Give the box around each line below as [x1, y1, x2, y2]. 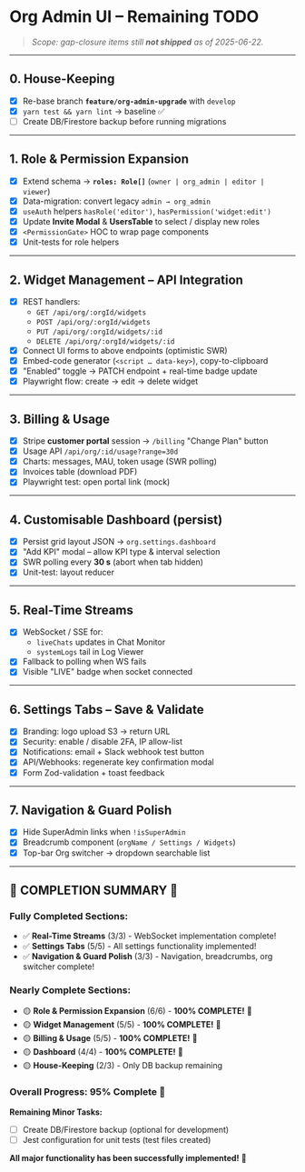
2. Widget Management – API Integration [9, 272, 243, 287]
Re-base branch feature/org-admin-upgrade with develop [22, 95, 236, 106]
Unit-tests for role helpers [22, 236, 120, 247]
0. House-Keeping [9, 71, 115, 87]
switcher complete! [22, 961, 95, 972]
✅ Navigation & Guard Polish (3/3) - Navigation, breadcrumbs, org [22, 951, 273, 962]
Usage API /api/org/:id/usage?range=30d [22, 446, 179, 456]
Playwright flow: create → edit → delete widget [22, 376, 198, 387]
